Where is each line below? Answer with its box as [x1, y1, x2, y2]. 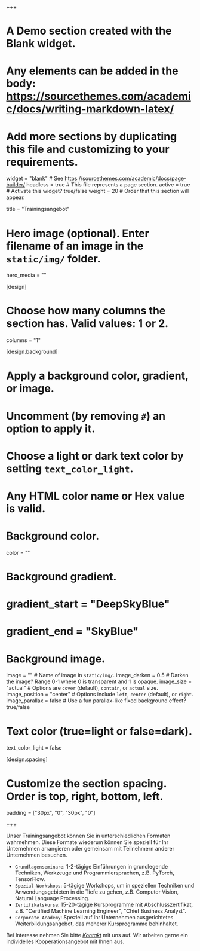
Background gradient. [6, 570, 117, 583]
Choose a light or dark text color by [6, 449, 184, 463]
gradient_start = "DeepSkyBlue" [6, 597, 170, 611]
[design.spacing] [6, 756, 48, 763]
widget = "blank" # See [6, 175, 64, 182]
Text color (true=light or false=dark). [6, 724, 192, 738]
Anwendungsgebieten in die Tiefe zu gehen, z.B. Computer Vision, [14, 888, 179, 895]
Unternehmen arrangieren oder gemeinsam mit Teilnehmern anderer [6, 845, 175, 852]
